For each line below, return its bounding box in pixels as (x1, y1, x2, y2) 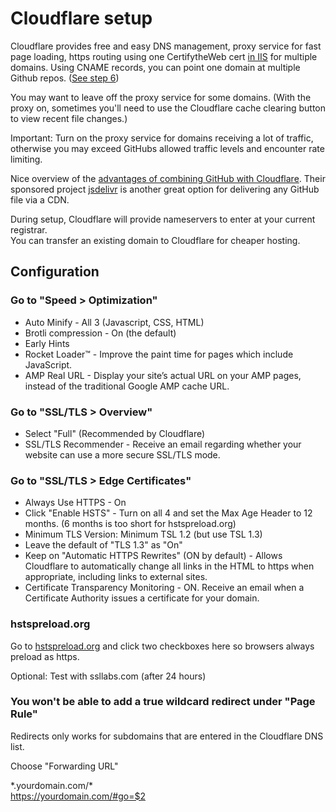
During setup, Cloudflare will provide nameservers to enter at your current (10, 213, 316, 225)
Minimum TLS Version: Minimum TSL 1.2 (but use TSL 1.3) (24, 528, 263, 541)
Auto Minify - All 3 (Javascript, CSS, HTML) (24, 316, 205, 328)
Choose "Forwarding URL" (10, 760, 119, 772)
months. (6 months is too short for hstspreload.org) (24, 518, 237, 530)
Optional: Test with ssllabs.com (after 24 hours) (10, 670, 207, 682)
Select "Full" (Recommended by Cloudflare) (24, 427, 206, 439)
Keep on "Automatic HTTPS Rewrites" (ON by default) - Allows (24, 550, 283, 562)
